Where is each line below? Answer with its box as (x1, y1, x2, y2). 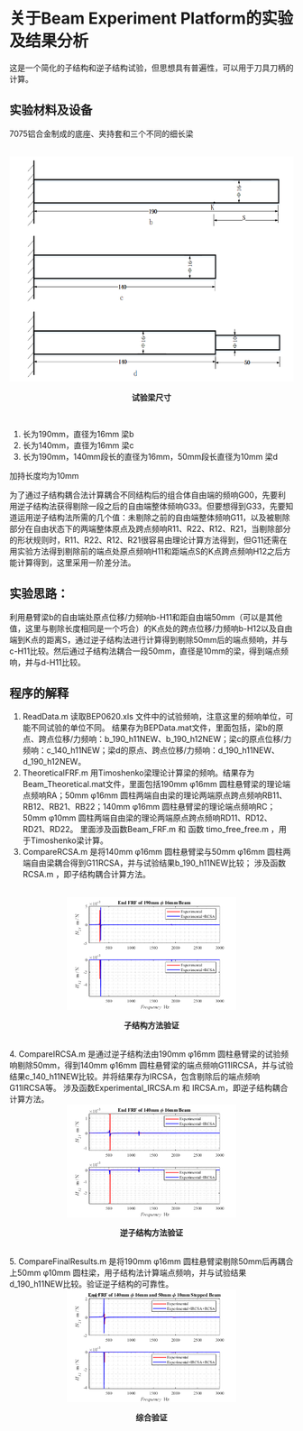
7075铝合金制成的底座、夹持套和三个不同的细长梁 (9, 128, 194, 139)
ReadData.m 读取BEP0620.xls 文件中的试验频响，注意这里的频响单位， (22, 711, 286, 722)
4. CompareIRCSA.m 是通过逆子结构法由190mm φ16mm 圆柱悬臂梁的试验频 (9, 1049, 289, 1059)
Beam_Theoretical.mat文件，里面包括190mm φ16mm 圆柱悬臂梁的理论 (22, 779, 283, 790)
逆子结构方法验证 (120, 1227, 183, 1238)
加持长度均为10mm (9, 470, 79, 481)
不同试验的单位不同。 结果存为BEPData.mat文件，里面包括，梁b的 (30, 722, 277, 733)
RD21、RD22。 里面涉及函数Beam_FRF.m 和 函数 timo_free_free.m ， (22, 824, 280, 835)
